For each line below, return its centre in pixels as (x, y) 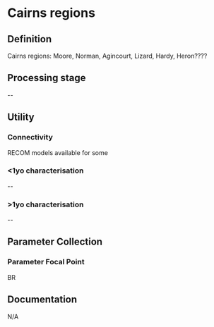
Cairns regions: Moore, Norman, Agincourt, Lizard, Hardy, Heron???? (107, 56)
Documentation (42, 300)
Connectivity (30, 137)
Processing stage (47, 78)
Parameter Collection (55, 242)
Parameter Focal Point (46, 262)
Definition (29, 39)
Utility (21, 117)
